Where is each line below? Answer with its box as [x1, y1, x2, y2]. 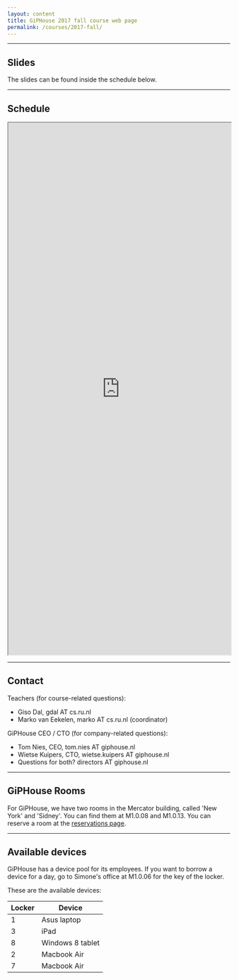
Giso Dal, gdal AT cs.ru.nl [17, 708, 92, 716]
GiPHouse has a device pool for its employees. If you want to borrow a [7, 865, 213, 874]
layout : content [7, 10, 55, 18]
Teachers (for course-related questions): [7, 693, 126, 703]
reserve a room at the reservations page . [7, 819, 127, 827]
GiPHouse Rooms [7, 785, 86, 797]
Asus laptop [41, 915, 81, 925]
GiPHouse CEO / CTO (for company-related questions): [7, 729, 168, 737]
